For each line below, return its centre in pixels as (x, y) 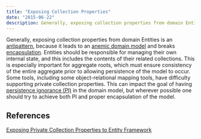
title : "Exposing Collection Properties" (59, 12)
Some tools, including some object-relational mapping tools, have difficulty (98, 78)
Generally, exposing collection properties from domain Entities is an (89, 40)
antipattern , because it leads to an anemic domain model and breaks (91, 46)
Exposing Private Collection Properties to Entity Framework (79, 130)
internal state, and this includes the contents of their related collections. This (100, 59)
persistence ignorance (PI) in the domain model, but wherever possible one (99, 91)
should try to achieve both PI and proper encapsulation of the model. (91, 97)
